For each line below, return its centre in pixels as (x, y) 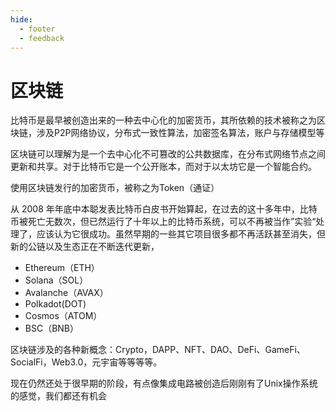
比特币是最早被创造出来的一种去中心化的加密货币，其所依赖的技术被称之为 (163, 120)
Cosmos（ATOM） (63, 316)
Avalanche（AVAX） (66, 293)
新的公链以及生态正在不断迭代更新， (85, 247)
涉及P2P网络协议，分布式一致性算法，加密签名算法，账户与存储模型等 (180, 133)
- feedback (42, 38)
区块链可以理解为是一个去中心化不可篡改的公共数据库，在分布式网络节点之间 (168, 154)
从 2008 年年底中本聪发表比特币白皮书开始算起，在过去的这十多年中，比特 (164, 209)
